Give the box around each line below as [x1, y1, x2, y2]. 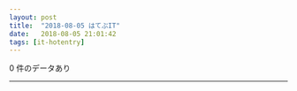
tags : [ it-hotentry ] [9, 37, 86, 47]
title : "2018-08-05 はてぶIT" [9, 21, 121, 30]
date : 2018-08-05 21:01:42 [9, 29, 117, 38]
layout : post [9, 12, 57, 22]
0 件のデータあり [9, 63, 71, 73]
